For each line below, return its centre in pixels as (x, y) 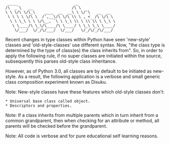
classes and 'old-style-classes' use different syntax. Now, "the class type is (85, 45)
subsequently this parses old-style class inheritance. (61, 61)
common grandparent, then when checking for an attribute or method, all (82, 121)
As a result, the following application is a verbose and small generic (89, 77)
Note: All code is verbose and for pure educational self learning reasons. (82, 136)
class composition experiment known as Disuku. (56, 82)
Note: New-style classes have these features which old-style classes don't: (85, 92)
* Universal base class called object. (48, 101)
